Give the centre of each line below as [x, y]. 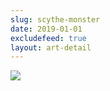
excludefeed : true [48, 38]
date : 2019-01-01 [46, 29]
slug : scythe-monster [55, 19]
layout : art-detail [51, 47]
